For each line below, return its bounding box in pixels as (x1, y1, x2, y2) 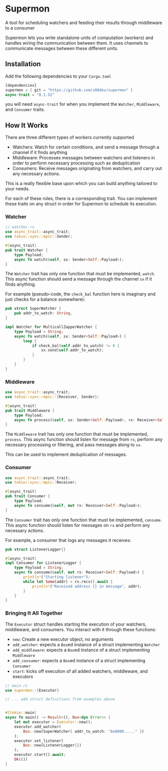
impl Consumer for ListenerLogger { (5, 560, 81, 565)
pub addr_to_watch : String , (14, 311, 72, 316)
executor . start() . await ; (14, 752, 66, 757)
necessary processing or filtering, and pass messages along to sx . (5, 442, 142, 448)
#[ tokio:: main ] (5, 710, 37, 715)
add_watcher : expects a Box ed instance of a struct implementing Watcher (12, 641, 160, 647)
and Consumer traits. (5, 106, 45, 113)
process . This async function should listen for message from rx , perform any (5, 437, 163, 443)
